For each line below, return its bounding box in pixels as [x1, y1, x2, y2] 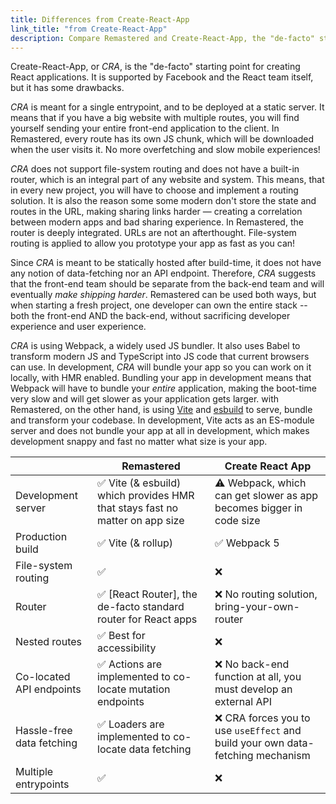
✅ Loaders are [97, 717, 165, 731]
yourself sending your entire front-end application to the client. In [10, 122, 280, 135]
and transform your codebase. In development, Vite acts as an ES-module [10, 414, 315, 426]
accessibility [97, 641, 157, 655]
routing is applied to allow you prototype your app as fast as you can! [10, 237, 296, 250]
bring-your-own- [214, 600, 300, 614]
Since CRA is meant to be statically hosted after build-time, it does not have [10, 257, 322, 269]
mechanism [255, 749, 311, 763]
